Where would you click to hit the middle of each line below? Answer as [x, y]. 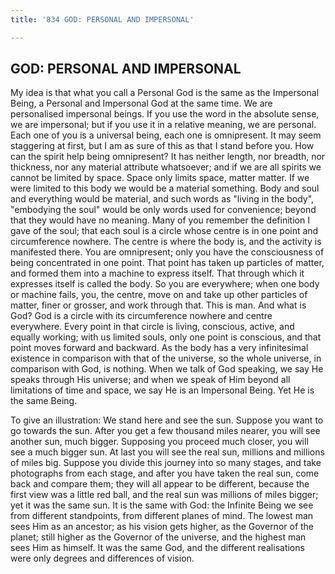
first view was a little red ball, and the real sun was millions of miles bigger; [164, 495]
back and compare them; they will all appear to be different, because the [160, 484]
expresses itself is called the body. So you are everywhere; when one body [165, 284]
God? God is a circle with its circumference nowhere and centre [141, 316]
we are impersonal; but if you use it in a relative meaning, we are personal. [163, 125]
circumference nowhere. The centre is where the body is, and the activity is [166, 242]
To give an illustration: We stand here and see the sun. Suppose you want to [167, 420]
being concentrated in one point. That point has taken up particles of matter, [167, 263]
